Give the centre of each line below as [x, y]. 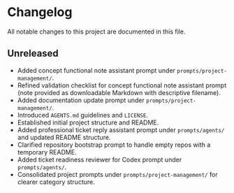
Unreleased [33, 53]
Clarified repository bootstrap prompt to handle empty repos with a [114, 145]
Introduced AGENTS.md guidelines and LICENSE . [83, 115]
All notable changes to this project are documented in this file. [96, 31]
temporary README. [47, 152]
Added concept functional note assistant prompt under [96, 70]
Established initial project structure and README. [88, 122]
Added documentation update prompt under [81, 100]
